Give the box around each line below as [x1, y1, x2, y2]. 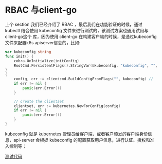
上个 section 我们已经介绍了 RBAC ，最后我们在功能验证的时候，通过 [5, 21, 143, 27]
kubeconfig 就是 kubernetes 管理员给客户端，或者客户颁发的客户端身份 [5, 131, 148, 137]
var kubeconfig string [5, 49, 51, 54]
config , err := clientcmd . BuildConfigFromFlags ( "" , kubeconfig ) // [14, 76, 153, 82]
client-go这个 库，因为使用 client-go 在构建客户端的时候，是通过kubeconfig [5, 34, 157, 39]
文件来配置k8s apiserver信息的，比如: [5, 39, 81, 45]
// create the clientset [14, 99, 64, 104]
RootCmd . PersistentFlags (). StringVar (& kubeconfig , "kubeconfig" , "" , [14, 63, 158, 68]
